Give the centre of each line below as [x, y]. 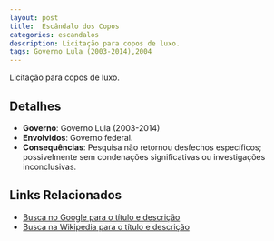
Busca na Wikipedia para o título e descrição [106, 226]
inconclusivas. [49, 166]
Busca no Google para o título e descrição [101, 217]
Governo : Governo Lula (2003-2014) [91, 127]
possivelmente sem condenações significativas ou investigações [144, 156]
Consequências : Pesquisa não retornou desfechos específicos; [142, 147]
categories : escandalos [54, 35]
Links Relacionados [66, 195]
